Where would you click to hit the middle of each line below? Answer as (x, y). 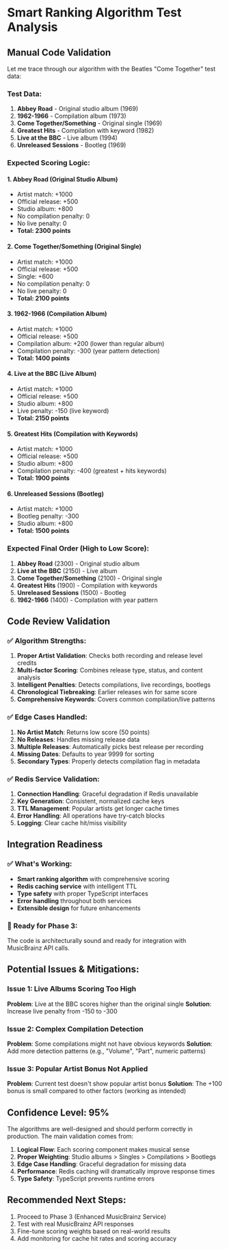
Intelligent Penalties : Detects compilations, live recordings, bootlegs (113, 685)
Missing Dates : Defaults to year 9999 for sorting (85, 754)
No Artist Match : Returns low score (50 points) (83, 732)
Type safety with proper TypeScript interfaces (82, 893)
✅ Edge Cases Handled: (47, 717)
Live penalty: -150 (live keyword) (63, 411)
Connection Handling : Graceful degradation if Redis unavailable (107, 794)
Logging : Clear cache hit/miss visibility (72, 823)
